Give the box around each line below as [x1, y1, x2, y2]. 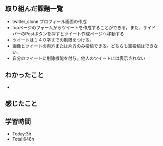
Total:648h [12, 136, 34, 142]
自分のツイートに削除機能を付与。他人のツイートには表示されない [12, 55, 145, 61]
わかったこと [5, 71, 44, 79]
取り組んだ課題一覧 [5, 4, 63, 13]
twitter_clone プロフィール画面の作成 [12, 19, 87, 24]
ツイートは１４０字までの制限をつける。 [12, 37, 94, 42]
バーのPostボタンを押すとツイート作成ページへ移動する [12, 31, 124, 37]
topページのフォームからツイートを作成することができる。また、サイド [12, 24, 156, 30]
